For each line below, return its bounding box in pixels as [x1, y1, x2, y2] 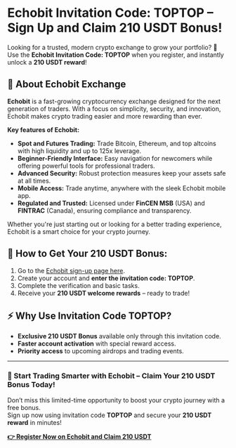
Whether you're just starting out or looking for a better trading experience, [7, 220, 223, 228]
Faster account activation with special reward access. [17, 339, 176, 348]
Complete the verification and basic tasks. [17, 281, 140, 289]
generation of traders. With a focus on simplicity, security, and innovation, [7, 104, 221, 113]
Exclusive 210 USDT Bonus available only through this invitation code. [17, 332, 221, 341]
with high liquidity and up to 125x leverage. [17, 146, 142, 155]
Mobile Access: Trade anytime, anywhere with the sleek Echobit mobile [17, 184, 226, 192]
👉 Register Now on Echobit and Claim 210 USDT [7, 432, 152, 440]
